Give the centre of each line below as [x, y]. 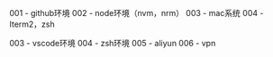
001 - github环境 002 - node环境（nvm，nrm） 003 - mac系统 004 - [136, 13]
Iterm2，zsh [32, 24]
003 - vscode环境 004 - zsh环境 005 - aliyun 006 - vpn [113, 43]
